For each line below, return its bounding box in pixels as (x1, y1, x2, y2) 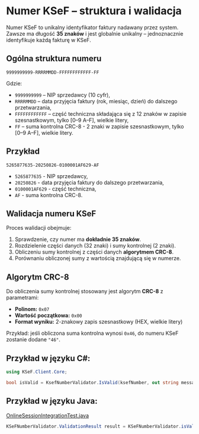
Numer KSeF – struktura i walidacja (6, 4, 182, 18)
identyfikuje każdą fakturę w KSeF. (6, 36, 91, 43)
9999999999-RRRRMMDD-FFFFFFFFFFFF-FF (6, 69, 99, 75)
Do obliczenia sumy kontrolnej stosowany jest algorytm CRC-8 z (6, 288, 164, 295)
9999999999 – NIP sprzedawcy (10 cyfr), (14, 91, 111, 99)
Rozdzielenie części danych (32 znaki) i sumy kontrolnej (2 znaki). (14, 242, 176, 249)
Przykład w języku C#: (6, 353, 91, 363)
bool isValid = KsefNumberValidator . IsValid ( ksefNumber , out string (6, 379, 179, 385)
